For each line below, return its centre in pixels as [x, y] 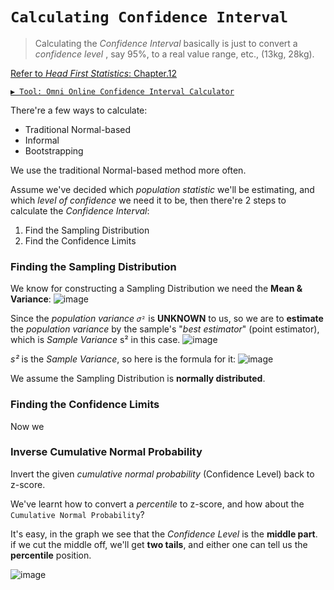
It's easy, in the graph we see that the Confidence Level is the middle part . [164, 534]
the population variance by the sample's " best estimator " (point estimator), [165, 329]
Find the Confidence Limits [80, 240]
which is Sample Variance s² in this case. [95, 340]
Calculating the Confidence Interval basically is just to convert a [166, 43]
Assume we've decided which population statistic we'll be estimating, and [162, 189]
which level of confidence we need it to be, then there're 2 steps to [148, 200]
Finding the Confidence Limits [85, 405]
